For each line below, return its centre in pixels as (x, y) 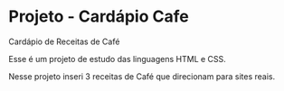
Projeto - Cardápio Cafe (99, 17)
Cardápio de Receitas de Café (64, 41)
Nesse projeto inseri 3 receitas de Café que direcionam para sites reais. (142, 76)
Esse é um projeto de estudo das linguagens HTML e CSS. (118, 59)
